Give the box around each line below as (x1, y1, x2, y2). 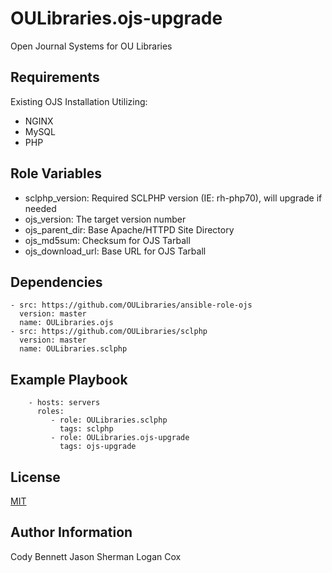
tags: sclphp (59, 424, 114, 434)
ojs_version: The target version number (24, 213, 187, 225)
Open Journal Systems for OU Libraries (10, 40, 173, 52)
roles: (36, 407, 65, 417)
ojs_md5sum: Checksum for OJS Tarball (24, 234, 191, 246)
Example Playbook (10, 371, 128, 388)
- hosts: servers (28, 398, 101, 408)
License (10, 468, 61, 486)
